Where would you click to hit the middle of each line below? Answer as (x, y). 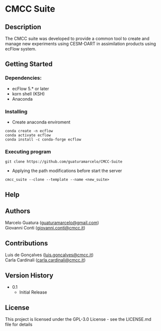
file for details (19, 324)
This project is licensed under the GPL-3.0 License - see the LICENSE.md (78, 319)
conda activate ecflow (28, 135)
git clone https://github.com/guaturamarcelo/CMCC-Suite (64, 162)
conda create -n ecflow (29, 131)
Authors (18, 211)
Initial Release (33, 292)
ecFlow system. (21, 49)
